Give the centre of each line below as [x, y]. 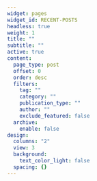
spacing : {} [30, 167]
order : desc [30, 77]
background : [30, 155]
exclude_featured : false [55, 116]
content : [19, 58]
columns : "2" [32, 142]
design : [18, 135]
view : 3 [24, 148]
